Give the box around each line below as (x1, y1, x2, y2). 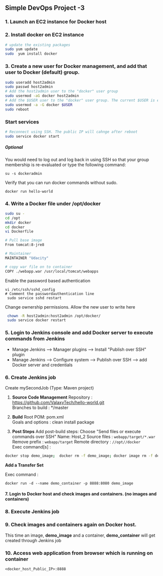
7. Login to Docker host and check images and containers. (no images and (5, 491, 157, 497)
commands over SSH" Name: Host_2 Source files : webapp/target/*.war (12, 434, 156, 439)
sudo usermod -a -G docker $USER (5, 102, 73, 107)
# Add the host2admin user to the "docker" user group (5, 89, 118, 94)
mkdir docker (5, 220, 32, 225)
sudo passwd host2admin (5, 84, 53, 89)
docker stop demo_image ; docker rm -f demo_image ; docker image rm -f (5, 453, 153, 458)
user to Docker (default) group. (5, 69, 80, 76)
